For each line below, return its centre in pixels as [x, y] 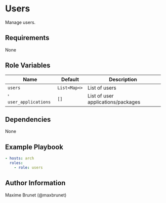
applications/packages [114, 102]
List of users [102, 88]
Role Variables [28, 66]
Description [123, 79]
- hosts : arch [20, 158]
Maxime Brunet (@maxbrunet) [36, 195]
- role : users [28, 167]
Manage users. [20, 22]
